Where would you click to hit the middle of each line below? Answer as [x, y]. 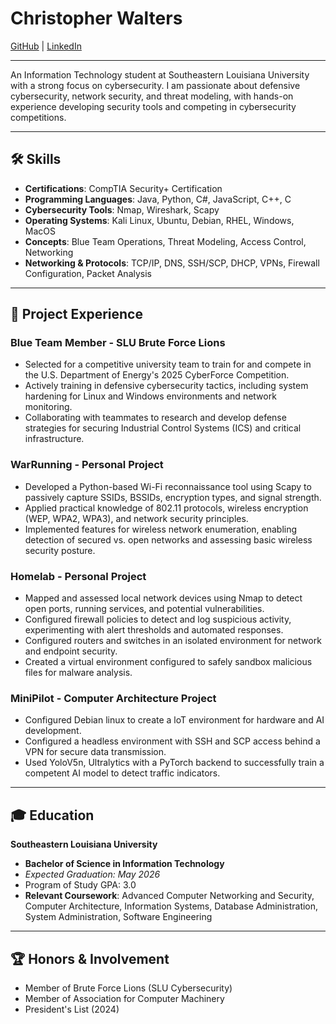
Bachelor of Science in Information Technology [124, 864]
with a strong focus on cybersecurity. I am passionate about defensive [155, 85]
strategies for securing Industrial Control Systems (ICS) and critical [163, 428]
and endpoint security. [71, 651]
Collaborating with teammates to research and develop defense [155, 418]
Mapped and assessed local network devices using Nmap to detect [163, 598]
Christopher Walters [96, 18]
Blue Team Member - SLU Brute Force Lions [118, 343]
